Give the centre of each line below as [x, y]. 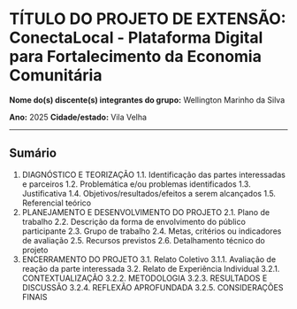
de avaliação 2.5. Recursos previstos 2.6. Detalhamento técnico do [143, 240]
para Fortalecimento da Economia [136, 57]
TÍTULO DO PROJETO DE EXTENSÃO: [148, 19]
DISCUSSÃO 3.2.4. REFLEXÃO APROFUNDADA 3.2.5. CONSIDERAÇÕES [152, 287]
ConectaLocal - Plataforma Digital [136, 38]
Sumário [33, 154]
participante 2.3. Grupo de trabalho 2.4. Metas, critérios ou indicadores [152, 231]
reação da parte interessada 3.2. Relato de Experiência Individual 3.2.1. [151, 268]
